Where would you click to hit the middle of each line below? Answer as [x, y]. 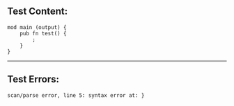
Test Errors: [33, 79]
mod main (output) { [37, 27]
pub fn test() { [44, 33]
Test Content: [38, 11]
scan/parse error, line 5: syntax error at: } [76, 95]
